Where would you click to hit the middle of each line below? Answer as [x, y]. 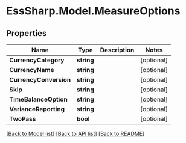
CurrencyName [32, 70]
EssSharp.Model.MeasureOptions [93, 11]
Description [117, 50]
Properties [27, 33]
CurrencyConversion [40, 80]
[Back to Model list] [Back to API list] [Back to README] [75, 134]
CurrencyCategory [37, 60]
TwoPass [23, 119]
